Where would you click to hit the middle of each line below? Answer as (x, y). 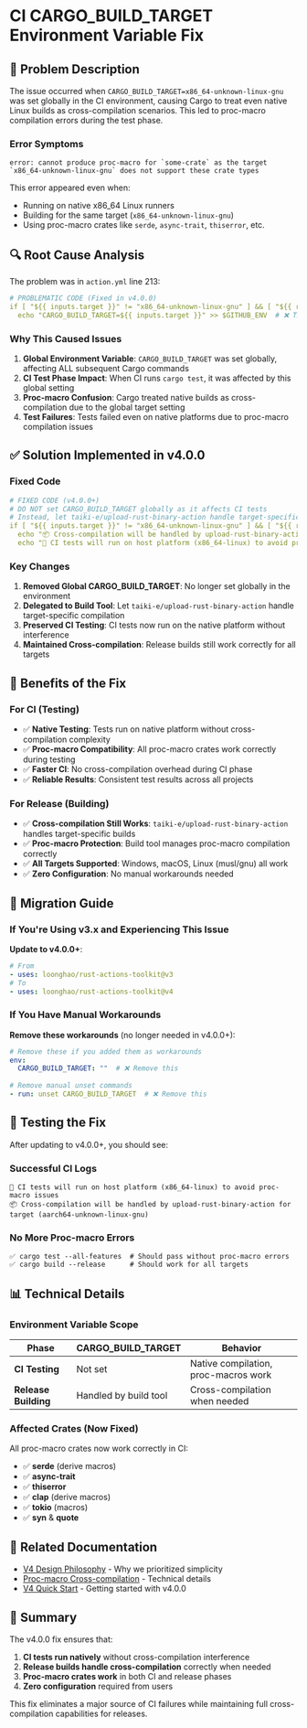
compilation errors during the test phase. (86, 120)
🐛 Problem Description (74, 69)
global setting (48, 388)
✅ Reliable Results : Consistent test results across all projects (138, 779)
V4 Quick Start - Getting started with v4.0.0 (105, 1589)
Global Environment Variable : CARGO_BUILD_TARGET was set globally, (149, 359)
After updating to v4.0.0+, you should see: (89, 1144)
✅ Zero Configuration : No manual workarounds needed (128, 874)
